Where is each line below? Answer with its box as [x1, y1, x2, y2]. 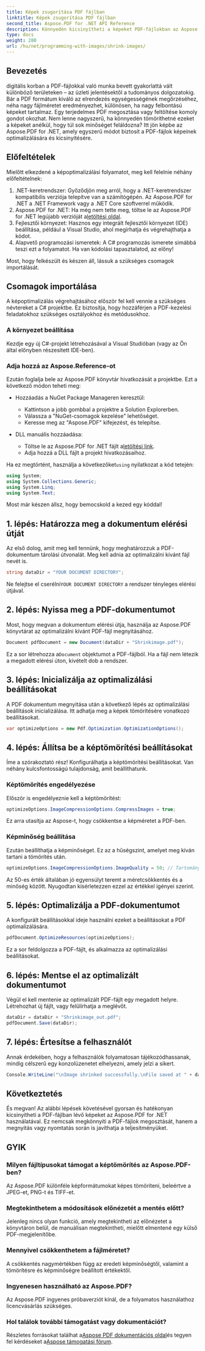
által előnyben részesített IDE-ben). [6, 346, 95, 354]
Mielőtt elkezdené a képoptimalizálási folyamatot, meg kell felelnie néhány [6, 168, 193, 175]
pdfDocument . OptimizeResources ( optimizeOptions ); [6, 935, 135, 941]
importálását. [6, 263, 40, 271]
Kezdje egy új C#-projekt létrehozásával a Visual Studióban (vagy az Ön [6, 339, 187, 347]
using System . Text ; [6, 490, 56, 496]
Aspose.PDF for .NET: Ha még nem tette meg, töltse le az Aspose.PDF [15, 206, 192, 213]
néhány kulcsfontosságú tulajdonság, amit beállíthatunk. [6, 765, 148, 773]
